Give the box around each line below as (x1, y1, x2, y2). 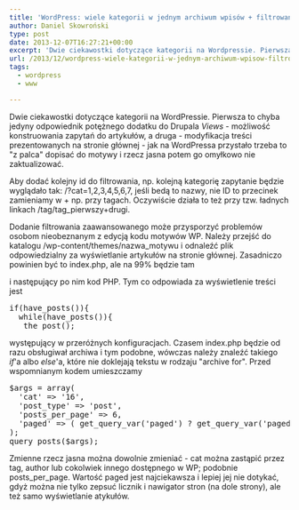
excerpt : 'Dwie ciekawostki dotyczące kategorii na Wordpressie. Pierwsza (9, 46, 293, 55)
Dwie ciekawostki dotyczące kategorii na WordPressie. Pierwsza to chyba (9, 111, 280, 122)
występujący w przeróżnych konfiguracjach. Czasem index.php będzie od (9, 337, 280, 347)
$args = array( (9, 383, 76, 393)
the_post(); (23, 321, 76, 331)
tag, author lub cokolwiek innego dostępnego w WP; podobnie (9, 462, 238, 473)
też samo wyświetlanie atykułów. (9, 490, 130, 501)
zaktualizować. (9, 158, 64, 169)
